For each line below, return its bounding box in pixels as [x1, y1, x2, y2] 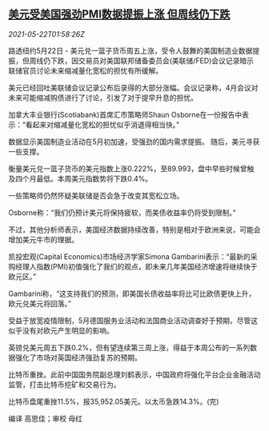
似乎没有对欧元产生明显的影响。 [8, 325, 114, 335]
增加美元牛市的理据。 [8, 234, 78, 244]
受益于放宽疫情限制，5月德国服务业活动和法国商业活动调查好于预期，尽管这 [8, 315, 259, 325]
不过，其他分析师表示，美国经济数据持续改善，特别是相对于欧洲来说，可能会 [8, 225, 261, 234]
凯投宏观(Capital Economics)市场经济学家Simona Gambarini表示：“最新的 [8, 251, 251, 261]
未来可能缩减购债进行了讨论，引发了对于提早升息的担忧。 [8, 93, 198, 102]
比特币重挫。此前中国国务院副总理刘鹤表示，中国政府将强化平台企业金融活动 [8, 369, 261, 379]
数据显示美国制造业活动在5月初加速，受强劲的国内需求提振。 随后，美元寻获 [8, 137, 260, 146]
